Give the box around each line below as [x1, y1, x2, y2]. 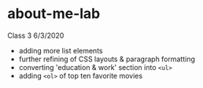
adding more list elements [18, 46, 103, 55]
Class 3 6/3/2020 [7, 31, 65, 40]
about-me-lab [7, 5, 101, 23]
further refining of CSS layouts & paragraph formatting [18, 54, 196, 64]
